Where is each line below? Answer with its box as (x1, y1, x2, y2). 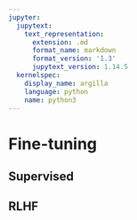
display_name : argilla (24, 79, 109, 88)
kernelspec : (16, 71, 61, 80)
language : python (24, 87, 89, 96)
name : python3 (24, 95, 77, 105)
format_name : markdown (31, 46, 117, 55)
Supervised (8, 169, 75, 184)
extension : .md (31, 37, 89, 47)
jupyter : (8, 12, 41, 22)
